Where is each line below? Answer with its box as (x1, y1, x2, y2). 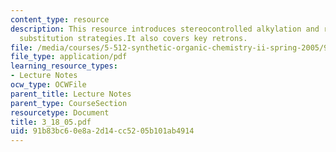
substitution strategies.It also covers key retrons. (19, 33, 248, 43)
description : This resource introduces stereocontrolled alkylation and (10, 24, 320, 34)
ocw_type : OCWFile (10, 80, 87, 90)
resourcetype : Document (10, 107, 110, 118)
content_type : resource (10, 14, 110, 25)
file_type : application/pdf (10, 52, 128, 62)
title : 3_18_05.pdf (10, 117, 92, 127)
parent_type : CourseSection (10, 98, 128, 108)
